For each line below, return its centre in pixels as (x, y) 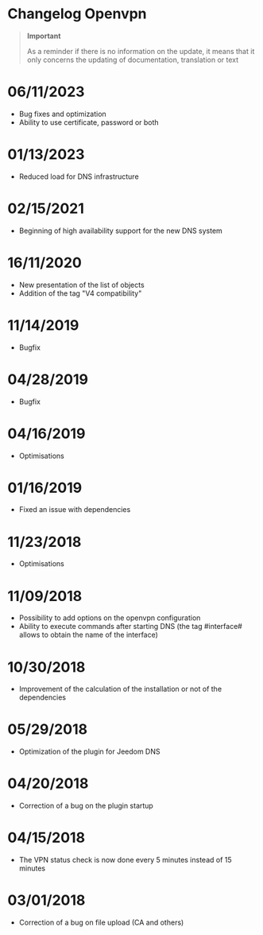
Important (44, 36)
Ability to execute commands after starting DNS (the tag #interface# (131, 627)
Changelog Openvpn (77, 14)
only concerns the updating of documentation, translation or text (133, 60)
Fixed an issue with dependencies (75, 510)
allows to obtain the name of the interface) (88, 635)
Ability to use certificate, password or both (89, 122)
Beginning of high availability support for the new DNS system (121, 231)
